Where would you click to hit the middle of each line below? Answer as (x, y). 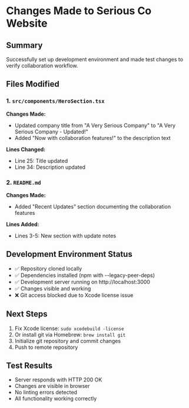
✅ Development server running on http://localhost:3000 (82, 282)
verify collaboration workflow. (42, 66)
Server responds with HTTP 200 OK (58, 380)
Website (27, 23)
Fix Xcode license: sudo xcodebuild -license (69, 328)
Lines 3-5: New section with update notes (65, 236)
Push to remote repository (46, 347)
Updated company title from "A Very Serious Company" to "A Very (95, 125)
